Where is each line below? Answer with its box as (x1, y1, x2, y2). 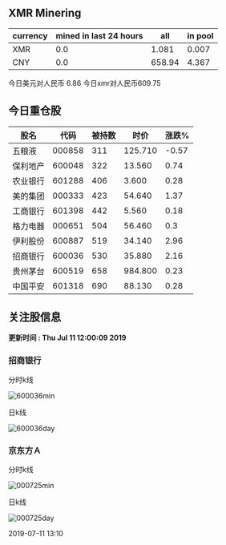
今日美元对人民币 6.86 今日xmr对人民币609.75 (8, 78, 162, 87)
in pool (187, 30, 214, 41)
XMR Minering (8, 6, 82, 20)
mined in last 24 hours (55, 30, 143, 41)
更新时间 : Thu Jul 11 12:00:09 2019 (8, 333, 127, 343)
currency (12, 30, 48, 41)
